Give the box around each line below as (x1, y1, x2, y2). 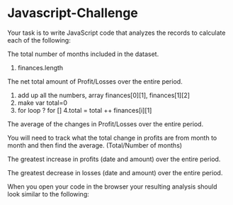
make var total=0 (17, 98, 68, 107)
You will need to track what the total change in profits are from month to (7, 133, 217, 142)
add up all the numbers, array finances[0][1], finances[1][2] (17, 91, 190, 99)
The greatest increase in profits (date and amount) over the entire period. (7, 155, 221, 163)
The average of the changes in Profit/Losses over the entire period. (7, 119, 204, 128)
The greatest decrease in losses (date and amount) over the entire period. (7, 168, 223, 177)
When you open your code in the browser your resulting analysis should (7, 182, 217, 191)
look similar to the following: (7, 189, 90, 198)
